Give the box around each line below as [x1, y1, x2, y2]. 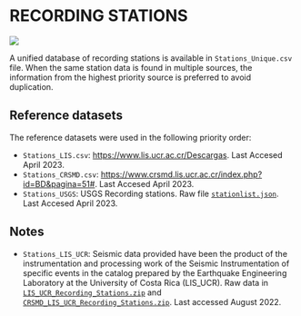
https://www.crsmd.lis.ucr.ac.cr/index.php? [100, 169, 263, 180]
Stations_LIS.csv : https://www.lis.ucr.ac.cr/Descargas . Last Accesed [22, 149, 284, 160]
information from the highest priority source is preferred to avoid [9, 72, 252, 83]
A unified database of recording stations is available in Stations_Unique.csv [9, 52, 293, 64]
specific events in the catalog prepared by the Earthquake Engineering [22, 267, 287, 278]
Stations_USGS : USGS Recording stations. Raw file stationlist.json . [22, 188, 279, 199]
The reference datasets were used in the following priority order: [9, 132, 252, 143]
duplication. [9, 81, 54, 92]
